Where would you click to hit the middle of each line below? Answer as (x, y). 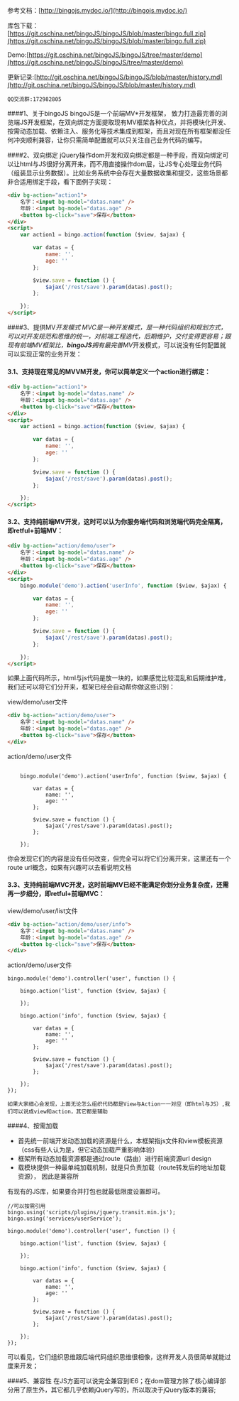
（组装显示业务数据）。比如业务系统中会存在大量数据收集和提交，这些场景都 (118, 173)
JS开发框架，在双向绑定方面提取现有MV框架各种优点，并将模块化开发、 (125, 122)
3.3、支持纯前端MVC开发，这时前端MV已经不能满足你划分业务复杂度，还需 (118, 885)
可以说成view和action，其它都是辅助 (60, 1112)
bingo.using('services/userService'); (65, 1219)
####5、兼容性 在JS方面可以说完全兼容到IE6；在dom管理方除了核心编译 (113, 1381)
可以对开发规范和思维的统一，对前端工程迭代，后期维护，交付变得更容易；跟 (119, 336)
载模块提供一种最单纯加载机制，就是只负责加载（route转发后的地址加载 (122, 1167)
